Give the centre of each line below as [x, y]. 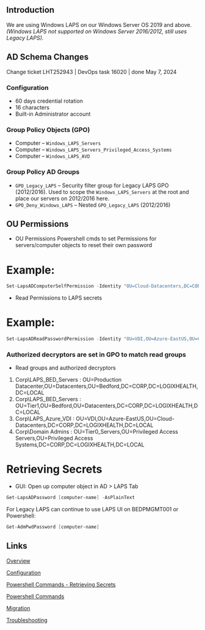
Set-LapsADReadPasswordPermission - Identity [64, 339]
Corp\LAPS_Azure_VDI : [45, 419]
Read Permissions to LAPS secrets [59, 298]
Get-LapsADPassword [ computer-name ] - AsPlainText [71, 498]
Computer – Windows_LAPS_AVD [52, 156]
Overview [18, 561]
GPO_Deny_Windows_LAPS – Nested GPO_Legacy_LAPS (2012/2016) [93, 205]
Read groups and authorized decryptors [65, 368]
